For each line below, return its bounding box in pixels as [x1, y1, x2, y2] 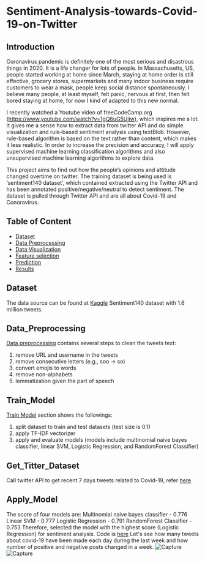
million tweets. [6, 305, 43, 313]
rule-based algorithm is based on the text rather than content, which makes [6, 135, 197, 142]
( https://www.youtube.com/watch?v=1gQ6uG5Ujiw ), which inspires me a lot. [6, 115, 199, 122]
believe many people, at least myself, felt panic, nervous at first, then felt [6, 91, 190, 97]
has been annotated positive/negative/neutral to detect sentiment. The [6, 185, 185, 193]
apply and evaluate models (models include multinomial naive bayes [15, 436, 188, 444]
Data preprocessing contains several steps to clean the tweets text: [6, 340, 176, 347]
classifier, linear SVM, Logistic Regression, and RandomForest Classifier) [15, 442, 199, 450]
